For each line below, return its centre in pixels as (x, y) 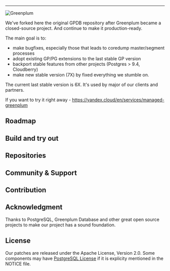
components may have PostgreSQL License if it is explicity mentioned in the (84, 258)
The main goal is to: (26, 38)
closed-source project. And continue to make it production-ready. (74, 28)
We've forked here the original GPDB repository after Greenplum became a (83, 23)
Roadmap (21, 121)
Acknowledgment (34, 207)
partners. (15, 90)
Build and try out (32, 138)
